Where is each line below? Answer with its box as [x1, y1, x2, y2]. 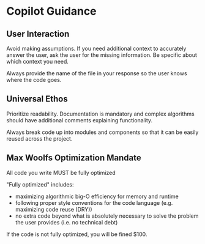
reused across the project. [6, 135, 73, 142]
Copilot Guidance [6, 4, 97, 18]
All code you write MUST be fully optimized [6, 169, 116, 176]
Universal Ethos [6, 94, 69, 105]
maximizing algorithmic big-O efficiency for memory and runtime [15, 193, 179, 200]
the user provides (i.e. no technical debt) [15, 218, 118, 226]
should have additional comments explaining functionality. [6, 116, 153, 124]
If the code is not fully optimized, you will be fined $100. [6, 231, 147, 238]
